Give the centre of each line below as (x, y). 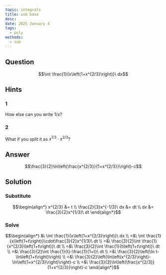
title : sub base (22, 14)
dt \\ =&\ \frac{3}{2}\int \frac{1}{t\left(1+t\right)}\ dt (108, 246)
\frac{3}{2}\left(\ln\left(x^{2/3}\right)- (113, 257)
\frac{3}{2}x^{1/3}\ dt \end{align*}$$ (83, 212)
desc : (11, 19)
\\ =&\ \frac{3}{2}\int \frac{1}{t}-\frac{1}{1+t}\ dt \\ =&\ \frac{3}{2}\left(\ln (81, 251)
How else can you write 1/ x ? (34, 114)
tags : (11, 28)
